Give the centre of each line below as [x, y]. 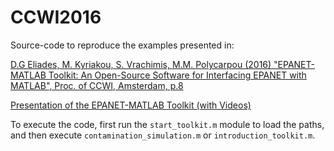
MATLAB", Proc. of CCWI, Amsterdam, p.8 [97, 85]
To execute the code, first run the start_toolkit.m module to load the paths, [167, 124]
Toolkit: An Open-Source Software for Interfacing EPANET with [177, 75]
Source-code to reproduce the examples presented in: [122, 45]
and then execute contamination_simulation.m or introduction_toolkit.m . [163, 135]
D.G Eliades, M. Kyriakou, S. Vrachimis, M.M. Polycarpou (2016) [141, 64]
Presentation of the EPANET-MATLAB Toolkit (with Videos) [131, 105]
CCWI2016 [56, 17]
